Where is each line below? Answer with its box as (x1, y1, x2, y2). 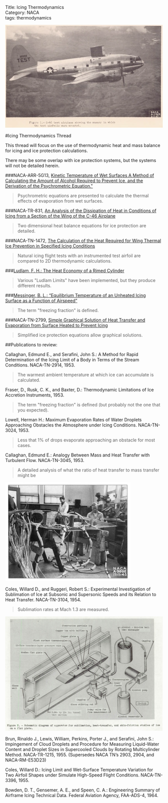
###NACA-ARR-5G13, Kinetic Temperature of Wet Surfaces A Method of (5, 172, 154, 178)
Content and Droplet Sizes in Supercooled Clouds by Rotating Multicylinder (5, 746, 160, 752)
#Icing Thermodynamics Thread (5, 132, 71, 138)
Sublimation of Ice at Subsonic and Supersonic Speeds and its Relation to (5, 591, 156, 597)
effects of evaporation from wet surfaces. (17, 197, 103, 204)
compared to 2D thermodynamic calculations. (17, 257, 112, 264)
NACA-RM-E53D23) (5, 757, 46, 763)
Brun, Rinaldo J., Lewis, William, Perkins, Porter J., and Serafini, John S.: (5, 735, 154, 741)
